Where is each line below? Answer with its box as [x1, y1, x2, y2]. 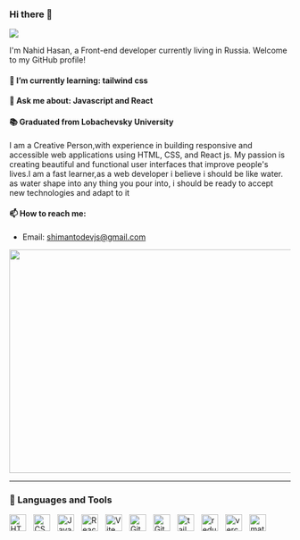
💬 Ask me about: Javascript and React [9, 96, 154, 106]
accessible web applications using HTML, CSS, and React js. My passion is [9, 149, 286, 160]
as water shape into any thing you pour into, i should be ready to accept [9, 178, 274, 189]
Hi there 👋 [9, 8, 54, 21]
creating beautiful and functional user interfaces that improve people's [9, 158, 269, 169]
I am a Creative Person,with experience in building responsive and [9, 139, 253, 150]
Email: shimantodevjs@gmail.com [21, 232, 146, 242]
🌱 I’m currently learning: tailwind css [9, 75, 149, 86]
